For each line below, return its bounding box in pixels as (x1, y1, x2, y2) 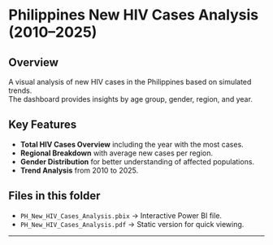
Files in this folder (8, 189, 101, 203)
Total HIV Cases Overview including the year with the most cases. (19, 139, 244, 149)
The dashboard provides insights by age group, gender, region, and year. (8, 94, 253, 103)
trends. (8, 85, 32, 95)
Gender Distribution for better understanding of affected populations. (19, 156, 254, 166)
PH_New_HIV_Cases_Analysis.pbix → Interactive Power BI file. (19, 210, 222, 221)
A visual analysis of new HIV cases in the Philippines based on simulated (8, 77, 252, 86)
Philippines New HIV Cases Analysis (8, 6, 258, 24)
